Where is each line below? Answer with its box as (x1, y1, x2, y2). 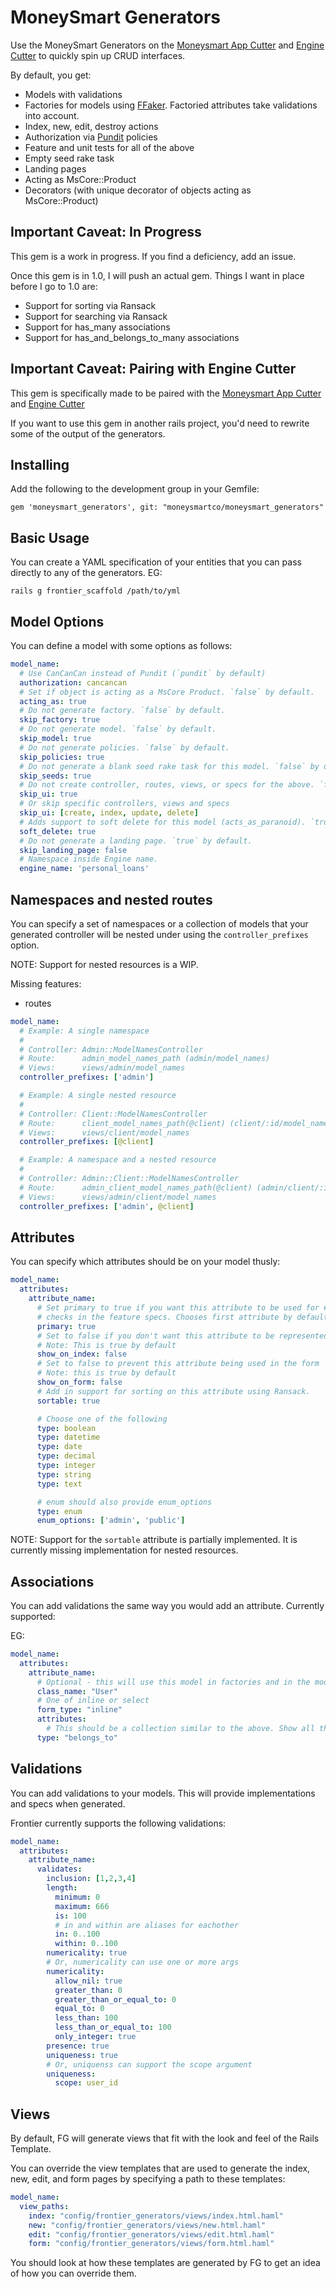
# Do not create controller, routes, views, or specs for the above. (19, 780, 315, 790)
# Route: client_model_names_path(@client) (19, 1118, 226, 1128)
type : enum (36, 1506, 83, 1516)
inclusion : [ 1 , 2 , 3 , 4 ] (46, 1874, 137, 1884)
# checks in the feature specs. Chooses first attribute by (36, 1312, 293, 1322)
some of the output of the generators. (10, 427, 166, 440)
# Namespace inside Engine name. (19, 854, 159, 865)
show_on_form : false (36, 1377, 123, 1387)
